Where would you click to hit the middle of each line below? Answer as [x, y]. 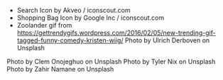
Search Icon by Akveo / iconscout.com [74, 10]
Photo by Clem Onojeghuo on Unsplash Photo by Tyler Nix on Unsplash [111, 62]
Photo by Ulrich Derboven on [167, 40]
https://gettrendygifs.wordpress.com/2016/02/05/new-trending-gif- [116, 33]
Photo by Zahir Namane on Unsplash [60, 69]
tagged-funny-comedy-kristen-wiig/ [70, 40]
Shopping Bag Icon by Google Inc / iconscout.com [91, 18]
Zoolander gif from [44, 25]
